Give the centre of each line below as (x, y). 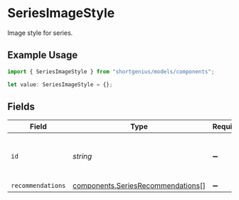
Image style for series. (40, 33)
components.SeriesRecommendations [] (139, 186)
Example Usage (43, 55)
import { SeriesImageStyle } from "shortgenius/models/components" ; (111, 72)
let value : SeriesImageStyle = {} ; (60, 84)
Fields (21, 106)
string (82, 157)
